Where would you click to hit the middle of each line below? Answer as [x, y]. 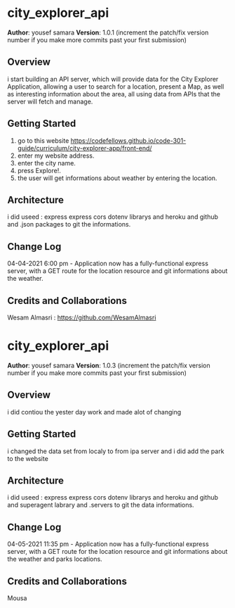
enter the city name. [46, 163]
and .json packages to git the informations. [69, 224]
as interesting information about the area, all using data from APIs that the [114, 94]
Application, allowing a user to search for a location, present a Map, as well [116, 87]
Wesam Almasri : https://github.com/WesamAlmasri [82, 317]
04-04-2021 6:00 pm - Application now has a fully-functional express [108, 264]
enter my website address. [56, 156]
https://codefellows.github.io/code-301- [128, 140]
